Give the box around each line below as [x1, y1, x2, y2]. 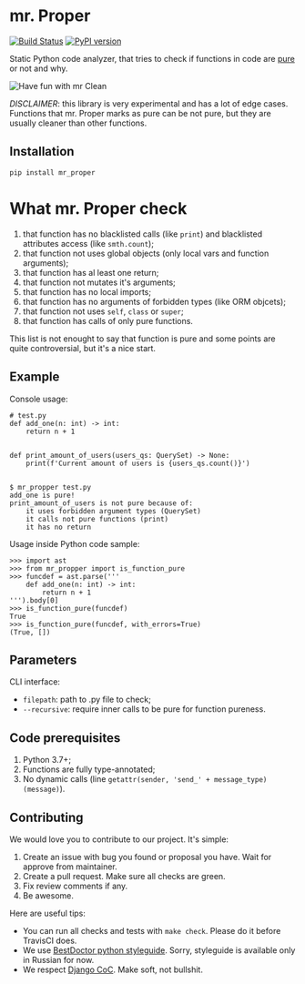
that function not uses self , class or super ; [22, 306, 184, 317]
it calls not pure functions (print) [25, 514, 169, 523]
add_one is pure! [9, 491, 76, 500]
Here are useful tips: [9, 908, 86, 918]
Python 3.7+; [22, 755, 71, 766]
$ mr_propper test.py [9, 482, 92, 492]
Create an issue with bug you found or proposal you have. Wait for [22, 851, 272, 862]
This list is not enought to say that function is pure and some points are [9, 333, 276, 344]
